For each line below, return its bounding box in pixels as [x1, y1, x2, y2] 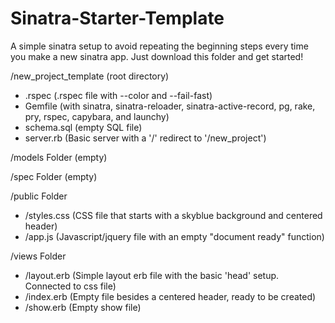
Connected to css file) [24, 280, 117, 292]
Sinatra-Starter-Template [10, 7, 225, 30]
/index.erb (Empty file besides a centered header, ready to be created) [24, 290, 317, 302]
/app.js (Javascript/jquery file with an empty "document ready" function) [24, 230, 325, 242]
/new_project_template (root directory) [10, 70, 170, 82]
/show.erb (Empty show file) [24, 301, 142, 313]
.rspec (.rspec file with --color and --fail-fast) [24, 89, 213, 101]
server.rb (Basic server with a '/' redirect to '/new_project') [24, 132, 267, 144]
